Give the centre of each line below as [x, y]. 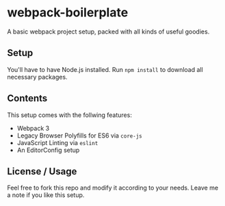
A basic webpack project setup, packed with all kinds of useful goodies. [108, 31]
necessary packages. [37, 77]
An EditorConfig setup [48, 150]
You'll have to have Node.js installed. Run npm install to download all [105, 69]
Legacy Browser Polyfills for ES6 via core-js [79, 136]
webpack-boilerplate [68, 13]
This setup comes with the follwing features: [69, 115]
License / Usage [42, 171]
